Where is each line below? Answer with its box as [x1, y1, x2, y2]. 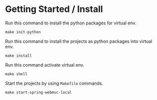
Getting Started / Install [5, 3, 103, 15]
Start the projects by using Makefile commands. [5, 80, 104, 86]
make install [5, 53, 32, 58]
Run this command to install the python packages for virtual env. [5, 20, 137, 26]
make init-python [5, 29, 41, 34]
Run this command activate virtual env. [5, 62, 84, 68]
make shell [5, 71, 28, 77]
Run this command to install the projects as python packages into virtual [5, 38, 153, 44]
